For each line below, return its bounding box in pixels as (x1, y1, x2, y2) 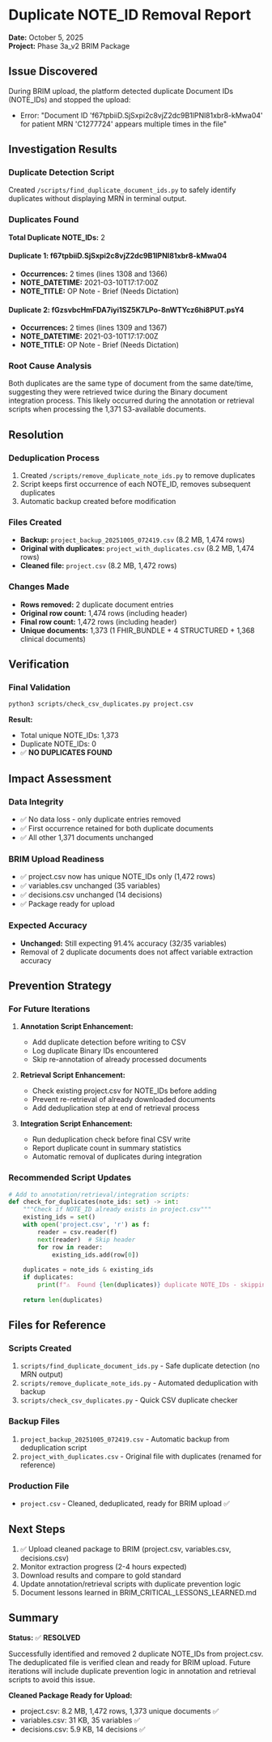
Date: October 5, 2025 (8, 32, 83, 42)
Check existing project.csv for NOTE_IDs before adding (32, 1086, 217, 1095)
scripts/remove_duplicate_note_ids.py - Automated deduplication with (19, 1378, 259, 1388)
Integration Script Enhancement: (19, 1119, 134, 1129)
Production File (8, 1480, 70, 1492)
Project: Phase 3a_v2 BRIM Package (8, 41, 130, 50)
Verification (8, 658, 70, 672)
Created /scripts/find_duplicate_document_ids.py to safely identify (8, 185, 236, 195)
